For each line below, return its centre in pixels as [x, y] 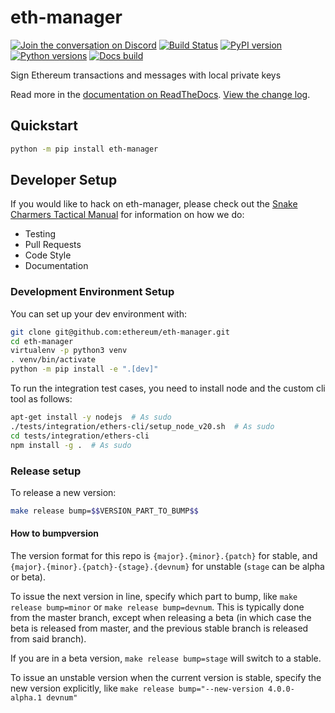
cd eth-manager [42, 341]
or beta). [28, 577]
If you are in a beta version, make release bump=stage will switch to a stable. [166, 658]
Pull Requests [53, 245]
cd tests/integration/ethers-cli [80, 436]
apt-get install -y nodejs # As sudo [91, 417]
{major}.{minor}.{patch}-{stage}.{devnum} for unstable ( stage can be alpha [167, 566]
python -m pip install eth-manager [84, 149]
